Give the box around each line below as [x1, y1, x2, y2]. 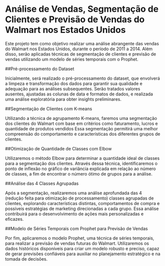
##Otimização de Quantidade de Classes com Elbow [5, 146, 112, 151]
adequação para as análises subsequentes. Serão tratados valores [5, 86, 140, 91]
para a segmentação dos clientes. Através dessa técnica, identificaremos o [5, 160, 158, 166]
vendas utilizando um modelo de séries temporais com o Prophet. [5, 56, 139, 62]
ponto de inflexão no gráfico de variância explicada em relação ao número [5, 166, 156, 172]
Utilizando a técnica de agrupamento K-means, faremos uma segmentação [5, 115, 158, 121]
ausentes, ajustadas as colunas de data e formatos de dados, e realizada [5, 91, 153, 97]
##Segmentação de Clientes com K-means [5, 106, 93, 112]
